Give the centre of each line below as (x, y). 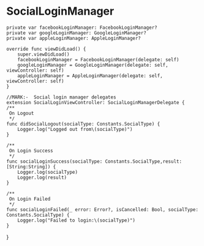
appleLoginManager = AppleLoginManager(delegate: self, (90, 76)
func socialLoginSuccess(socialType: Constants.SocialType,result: (94, 161)
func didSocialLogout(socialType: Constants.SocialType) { (83, 124)
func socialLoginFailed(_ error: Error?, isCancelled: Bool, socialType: (103, 209)
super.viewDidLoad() (43, 54)
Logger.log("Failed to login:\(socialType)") (77, 220)
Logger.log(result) (42, 177)
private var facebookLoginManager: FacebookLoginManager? (82, 28)
